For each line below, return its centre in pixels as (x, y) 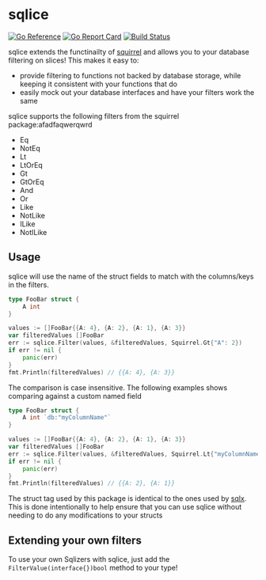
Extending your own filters (75, 540)
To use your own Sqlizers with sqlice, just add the (89, 559)
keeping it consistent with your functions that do (99, 84)
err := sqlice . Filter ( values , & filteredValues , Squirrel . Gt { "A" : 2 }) (125, 343)
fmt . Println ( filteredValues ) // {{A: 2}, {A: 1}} (92, 483)
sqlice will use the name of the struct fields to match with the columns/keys (131, 276)
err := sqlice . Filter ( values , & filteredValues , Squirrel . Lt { (111, 454)
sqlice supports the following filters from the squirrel (94, 116)
